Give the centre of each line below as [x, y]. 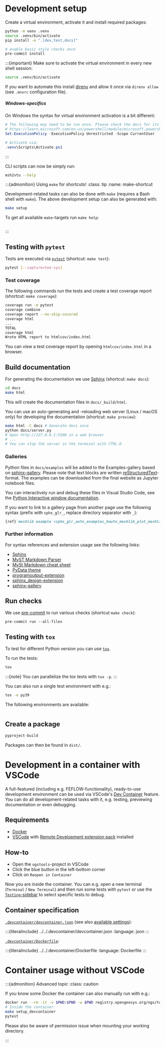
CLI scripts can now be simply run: [40, 166]
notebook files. [20, 483]
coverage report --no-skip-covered [41, 314]
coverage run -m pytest [29, 305]
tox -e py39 [17, 695]
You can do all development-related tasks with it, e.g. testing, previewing [79, 799]
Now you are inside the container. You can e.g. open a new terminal [73, 884]
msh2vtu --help [21, 175]
